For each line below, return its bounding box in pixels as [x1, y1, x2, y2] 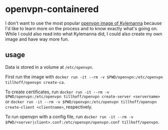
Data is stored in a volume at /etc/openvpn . [5, 64, 94, 70]
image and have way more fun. [5, 36, 69, 42]
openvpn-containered [5, 4, 99, 15]
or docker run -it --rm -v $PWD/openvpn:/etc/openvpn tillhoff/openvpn [5, 98, 157, 104]
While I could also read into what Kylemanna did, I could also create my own [5, 31, 162, 37]
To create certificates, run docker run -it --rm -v [5, 89, 109, 95]
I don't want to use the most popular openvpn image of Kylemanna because [5, 20, 162, 26]
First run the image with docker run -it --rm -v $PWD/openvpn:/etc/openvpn [5, 74, 163, 80]
